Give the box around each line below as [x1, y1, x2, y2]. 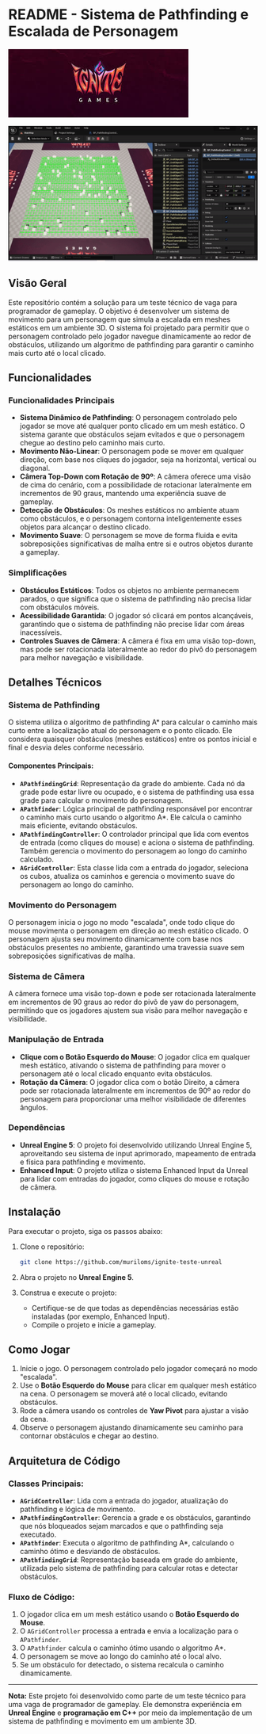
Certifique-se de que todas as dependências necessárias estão [31, 1303, 239, 1312]
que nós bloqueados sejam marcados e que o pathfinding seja [19, 1522, 224, 1530]
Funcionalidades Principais [8, 395, 115, 406]
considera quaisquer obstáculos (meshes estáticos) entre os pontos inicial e [8, 735, 257, 744]
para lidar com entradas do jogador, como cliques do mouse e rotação [19, 1174, 249, 1183]
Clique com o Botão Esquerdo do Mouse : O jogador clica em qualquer [19, 1052, 251, 1061]
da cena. [19, 1415, 49, 1424]
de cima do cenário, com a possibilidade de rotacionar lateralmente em [19, 480, 252, 490]
